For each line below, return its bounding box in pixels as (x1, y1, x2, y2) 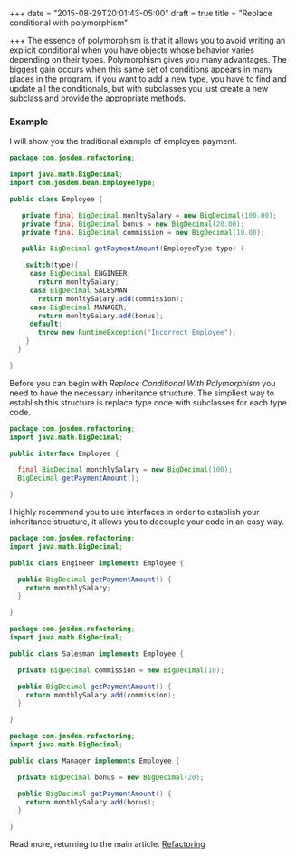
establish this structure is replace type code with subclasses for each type (9, 396, 288, 407)
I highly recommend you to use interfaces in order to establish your (9, 507, 260, 518)
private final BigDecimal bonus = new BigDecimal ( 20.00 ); (21, 219, 245, 229)
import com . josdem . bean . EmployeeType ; (9, 179, 156, 188)
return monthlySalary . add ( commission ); (25, 690, 177, 699)
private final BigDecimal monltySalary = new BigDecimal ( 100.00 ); (21, 210, 278, 220)
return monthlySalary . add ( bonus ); (25, 797, 156, 806)
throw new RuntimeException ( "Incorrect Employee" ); (37, 328, 237, 337)
